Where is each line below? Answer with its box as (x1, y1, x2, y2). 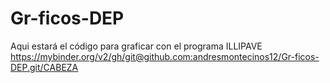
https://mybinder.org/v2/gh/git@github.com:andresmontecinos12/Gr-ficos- (10, 50, 320, 62)
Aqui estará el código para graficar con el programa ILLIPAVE (10, 40, 263, 52)
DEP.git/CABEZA (10, 61, 79, 73)
